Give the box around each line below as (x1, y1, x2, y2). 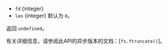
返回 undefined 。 (6, 25, 48, 32)
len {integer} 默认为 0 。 (14, 12, 73, 19)
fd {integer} (14, 5, 44, 12)
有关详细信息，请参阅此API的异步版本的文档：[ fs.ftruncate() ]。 (6, 37, 166, 44)
